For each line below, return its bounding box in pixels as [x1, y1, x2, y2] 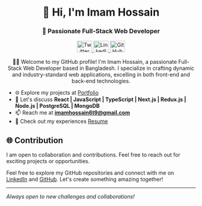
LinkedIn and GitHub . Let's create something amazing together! [6, 176, 164, 183]
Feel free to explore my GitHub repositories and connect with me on [6, 169, 174, 176]
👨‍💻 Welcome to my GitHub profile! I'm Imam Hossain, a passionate [12, 58, 177, 66]
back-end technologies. [72, 78, 130, 85]
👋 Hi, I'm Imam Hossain [42, 5, 160, 19]
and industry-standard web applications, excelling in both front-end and [11, 71, 191, 78]
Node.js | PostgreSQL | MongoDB [14, 102, 100, 110]
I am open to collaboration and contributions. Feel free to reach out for [6, 151, 180, 158]
